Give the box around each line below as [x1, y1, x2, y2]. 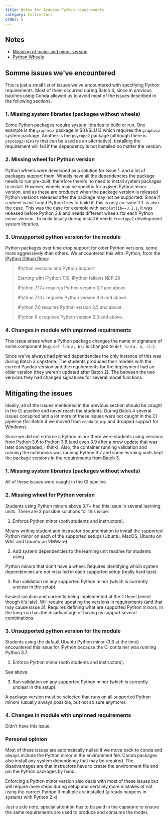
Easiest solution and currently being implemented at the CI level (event [5, 593, 151, 599]
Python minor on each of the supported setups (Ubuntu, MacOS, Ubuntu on [5, 533, 162, 539]
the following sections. [5, 98, 52, 104]
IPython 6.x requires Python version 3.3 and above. [17, 314, 124, 320]
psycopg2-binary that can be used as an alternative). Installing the [5, 138, 141, 144]
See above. [5, 669, 29, 675]
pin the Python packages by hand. [5, 768, 76, 775]
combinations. [5, 615, 35, 621]
